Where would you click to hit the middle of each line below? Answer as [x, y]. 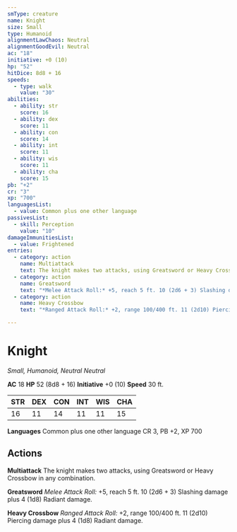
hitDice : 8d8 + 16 [34, 73]
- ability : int [36, 146]
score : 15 [35, 178]
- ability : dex [36, 119]
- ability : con [36, 132]
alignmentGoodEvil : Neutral [49, 47]
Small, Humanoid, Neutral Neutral [56, 370]
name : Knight [26, 21]
